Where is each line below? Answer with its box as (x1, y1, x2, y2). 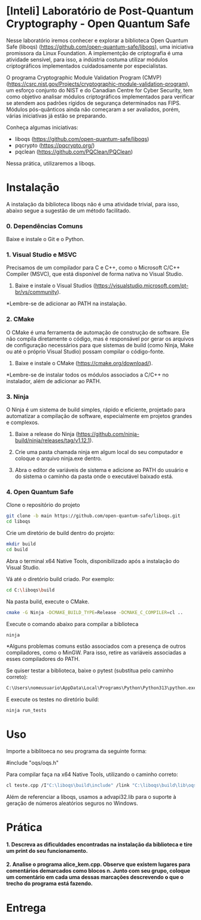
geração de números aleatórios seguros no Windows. (6, 799, 139, 807)
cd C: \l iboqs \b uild (6, 587, 55, 593)
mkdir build (6, 541, 36, 547)
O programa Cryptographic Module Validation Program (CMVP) (6, 74, 162, 81)
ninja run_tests (6, 708, 47, 714)
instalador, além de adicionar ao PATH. (6, 377, 102, 384)
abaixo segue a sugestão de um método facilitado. (6, 207, 131, 214)
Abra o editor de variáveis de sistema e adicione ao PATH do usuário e (14, 467, 188, 474)
